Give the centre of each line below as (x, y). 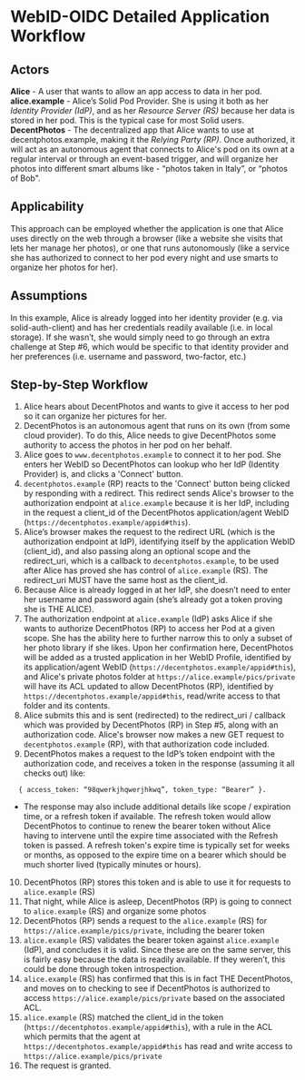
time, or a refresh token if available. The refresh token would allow (147, 817)
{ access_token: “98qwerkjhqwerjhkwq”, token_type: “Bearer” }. (143, 790)
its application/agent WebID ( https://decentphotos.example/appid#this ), (159, 667)
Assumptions (49, 296)
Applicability (47, 207)
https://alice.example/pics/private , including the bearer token (144, 931)
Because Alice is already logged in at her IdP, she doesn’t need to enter (157, 590)
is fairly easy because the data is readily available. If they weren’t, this (154, 959)
